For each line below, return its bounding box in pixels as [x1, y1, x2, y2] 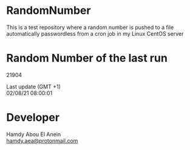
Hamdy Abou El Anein [6, 131, 61, 138]
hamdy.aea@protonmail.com [6, 137, 78, 144]
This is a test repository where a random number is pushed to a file [6, 24, 174, 31]
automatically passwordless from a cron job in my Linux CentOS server [6, 30, 184, 37]
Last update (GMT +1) [6, 83, 61, 90]
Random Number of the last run [6, 51, 168, 65]
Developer [6, 111, 59, 125]
